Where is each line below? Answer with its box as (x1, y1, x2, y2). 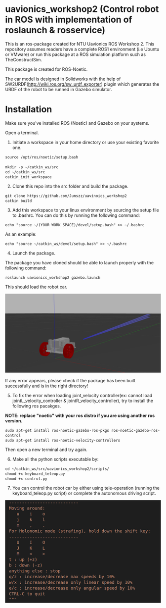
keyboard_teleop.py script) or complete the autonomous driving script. (12, 490, 157, 496)
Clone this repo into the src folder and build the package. (12, 183, 128, 189)
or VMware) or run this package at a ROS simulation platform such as (5, 51, 146, 57)
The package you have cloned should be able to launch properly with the (5, 259, 154, 265)
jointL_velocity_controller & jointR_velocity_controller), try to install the (12, 398, 153, 404)
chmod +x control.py (5, 476, 48, 481)
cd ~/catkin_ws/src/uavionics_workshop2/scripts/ (5, 466, 110, 471)
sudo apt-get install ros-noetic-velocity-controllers (5, 438, 121, 443)
